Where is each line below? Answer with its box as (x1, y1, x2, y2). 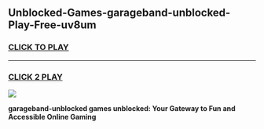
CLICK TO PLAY (8, 42, 69, 53)
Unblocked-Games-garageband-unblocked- (8, 6, 231, 20)
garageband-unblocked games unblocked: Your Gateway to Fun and (8, 103, 236, 113)
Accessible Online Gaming (8, 112, 97, 121)
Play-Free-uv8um (8, 19, 97, 32)
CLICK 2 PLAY (8, 71, 63, 82)
